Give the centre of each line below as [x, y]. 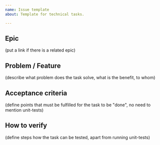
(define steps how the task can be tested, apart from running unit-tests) [78, 137]
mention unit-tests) [24, 110]
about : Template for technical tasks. [45, 14]
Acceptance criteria [36, 93]
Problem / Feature [33, 66]
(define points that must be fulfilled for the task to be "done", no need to [78, 105]
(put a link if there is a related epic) [40, 50]
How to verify [26, 126]
